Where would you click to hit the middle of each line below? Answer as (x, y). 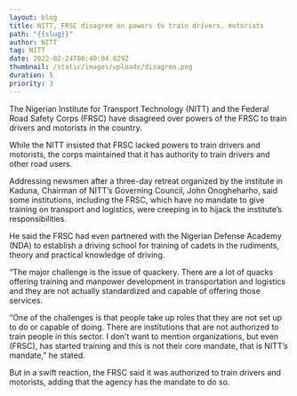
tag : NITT (28, 51)
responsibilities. (38, 218)
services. (26, 300)
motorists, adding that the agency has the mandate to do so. (120, 382)
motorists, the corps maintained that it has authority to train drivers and (140, 154)
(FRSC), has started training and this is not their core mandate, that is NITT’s (149, 345)
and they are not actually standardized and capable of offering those (135, 290)
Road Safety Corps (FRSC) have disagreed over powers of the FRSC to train (148, 118)
